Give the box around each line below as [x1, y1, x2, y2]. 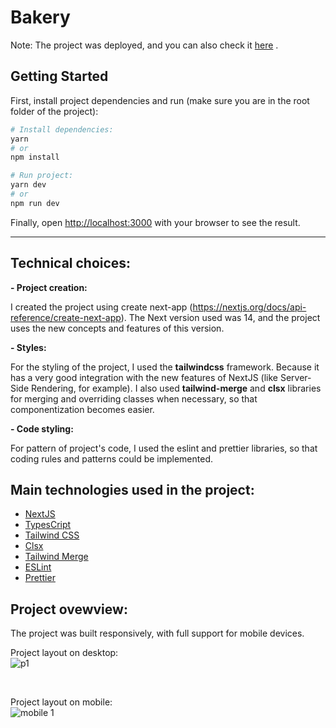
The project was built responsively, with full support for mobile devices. [10, 627, 305, 640]
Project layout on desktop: [10, 647, 119, 659]
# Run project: [10, 171, 74, 181]
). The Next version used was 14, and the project [120, 311, 321, 323]
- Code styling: [10, 422, 74, 435]
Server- [279, 371, 312, 383]
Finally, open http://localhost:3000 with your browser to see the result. [10, 216, 301, 228]
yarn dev [10, 180, 47, 190]
